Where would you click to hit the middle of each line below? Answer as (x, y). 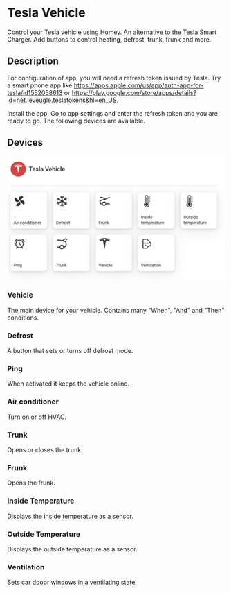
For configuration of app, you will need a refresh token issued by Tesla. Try (114, 78)
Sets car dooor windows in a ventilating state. (72, 582)
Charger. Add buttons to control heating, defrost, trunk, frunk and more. (109, 39)
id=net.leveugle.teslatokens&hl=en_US (62, 100)
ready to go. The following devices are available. (76, 121)
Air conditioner (33, 402)
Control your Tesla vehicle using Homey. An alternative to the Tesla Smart (112, 32)
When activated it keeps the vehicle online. (68, 384)
